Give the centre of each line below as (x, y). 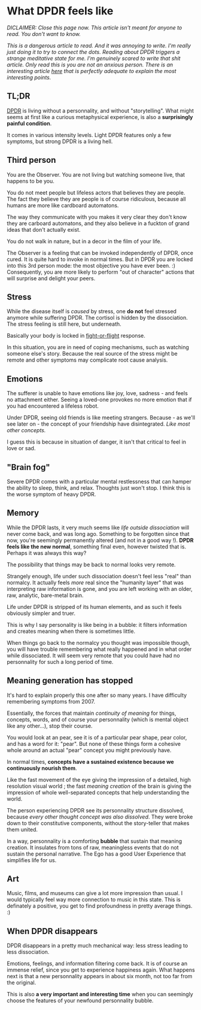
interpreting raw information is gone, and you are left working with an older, (100, 589)
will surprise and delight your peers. (51, 278)
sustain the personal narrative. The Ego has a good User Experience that (96, 854)
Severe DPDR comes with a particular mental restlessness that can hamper (99, 481)
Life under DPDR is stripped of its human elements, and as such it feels (94, 606)
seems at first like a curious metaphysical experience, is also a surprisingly (100, 117)
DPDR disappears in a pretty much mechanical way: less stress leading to (98, 946)
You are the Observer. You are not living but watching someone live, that (96, 174)
